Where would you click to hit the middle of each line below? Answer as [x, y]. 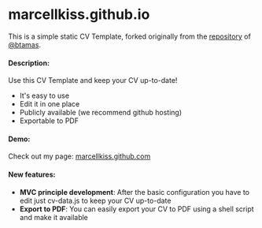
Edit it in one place [50, 104]
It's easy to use [44, 95]
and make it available [54, 217]
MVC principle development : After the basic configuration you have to [135, 192]
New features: [32, 174]
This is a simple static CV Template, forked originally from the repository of [130, 36]
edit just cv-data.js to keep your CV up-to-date [95, 200]
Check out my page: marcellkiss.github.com [79, 156]
